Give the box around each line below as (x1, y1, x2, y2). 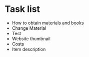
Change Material (11, 25, 46, 31)
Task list (4, 3, 40, 15)
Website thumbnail (11, 36, 50, 42)
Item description (11, 46, 46, 52)
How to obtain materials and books (11, 20, 84, 26)
